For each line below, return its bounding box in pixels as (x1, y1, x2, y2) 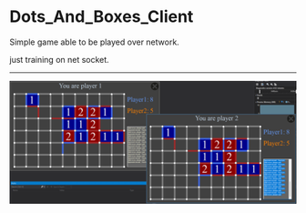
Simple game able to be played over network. (9, 36, 179, 47)
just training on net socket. (9, 54, 109, 65)
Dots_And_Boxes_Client (9, 6, 194, 27)
